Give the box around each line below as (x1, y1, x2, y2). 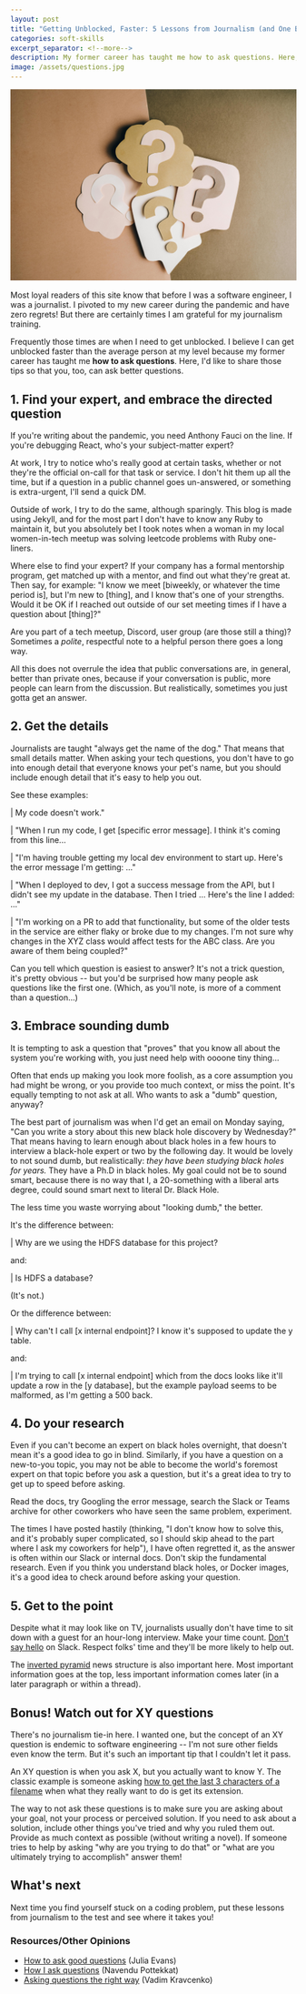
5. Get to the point (10, 1598, 114, 1614)
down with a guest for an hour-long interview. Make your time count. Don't (10, 1632, 290, 1643)
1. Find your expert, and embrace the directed (10, 391, 273, 407)
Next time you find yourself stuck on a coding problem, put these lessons (10, 1902, 285, 1913)
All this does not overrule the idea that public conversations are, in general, (10, 663, 291, 673)
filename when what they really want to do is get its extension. (10, 1786, 244, 1797)
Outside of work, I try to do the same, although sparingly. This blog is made (10, 503, 292, 514)
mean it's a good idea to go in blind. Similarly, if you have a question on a (10, 1450, 284, 1461)
